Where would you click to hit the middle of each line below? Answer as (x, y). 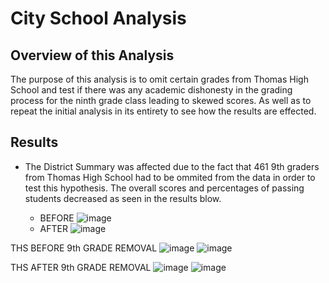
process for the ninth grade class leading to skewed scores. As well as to (161, 100)
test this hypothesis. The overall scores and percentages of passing (164, 188)
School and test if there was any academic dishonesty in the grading (151, 90)
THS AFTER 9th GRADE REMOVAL (81, 267)
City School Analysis (98, 18)
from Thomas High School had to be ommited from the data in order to (170, 177)
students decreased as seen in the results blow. (123, 198)
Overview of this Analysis (92, 55)
